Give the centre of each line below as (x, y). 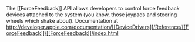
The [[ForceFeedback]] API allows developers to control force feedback (93, 8)
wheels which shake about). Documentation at (62, 21)
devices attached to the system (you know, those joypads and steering (92, 15)
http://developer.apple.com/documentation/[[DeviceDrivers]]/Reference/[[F (97, 27)
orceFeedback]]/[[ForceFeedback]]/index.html (62, 33)
